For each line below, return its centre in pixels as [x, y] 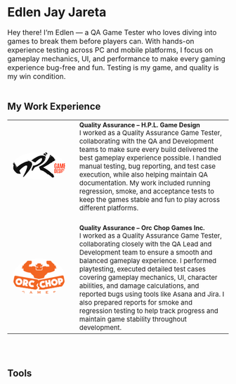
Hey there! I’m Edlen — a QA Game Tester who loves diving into [112, 32]
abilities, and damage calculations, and [139, 286]
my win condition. [37, 76]
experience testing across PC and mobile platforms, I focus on [110, 50]
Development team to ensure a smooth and [146, 252]
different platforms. [109, 208]
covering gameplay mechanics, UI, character [149, 277]
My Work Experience [54, 107]
